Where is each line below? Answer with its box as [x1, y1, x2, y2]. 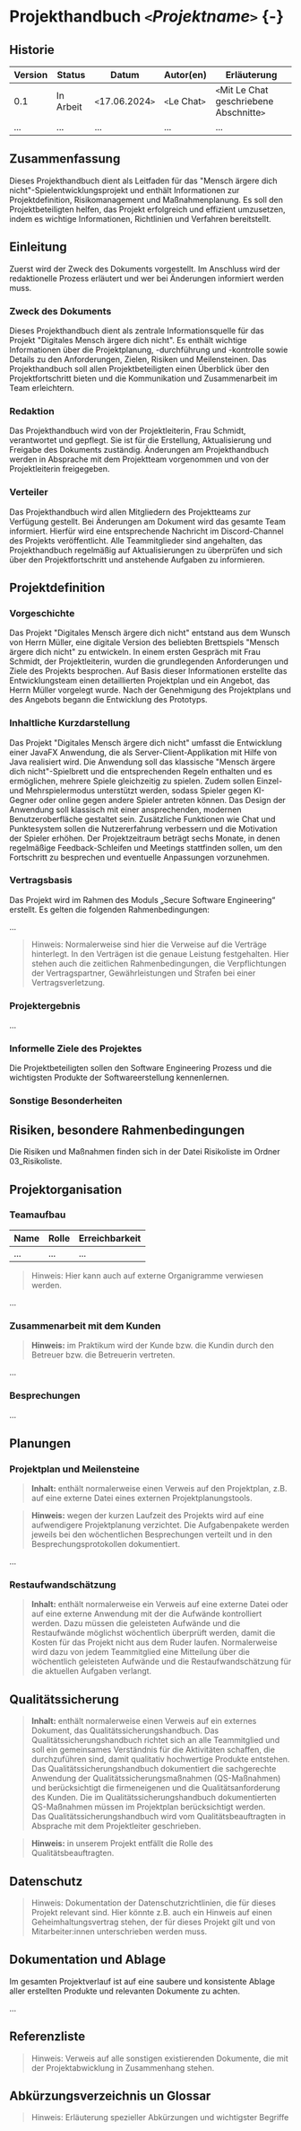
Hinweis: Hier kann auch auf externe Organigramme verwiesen [30, 1269, 264, 1281]
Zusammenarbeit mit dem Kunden [9, 1319, 161, 1331]
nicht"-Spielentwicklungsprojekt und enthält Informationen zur [9, 184, 240, 195]
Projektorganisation [9, 1181, 123, 1197]
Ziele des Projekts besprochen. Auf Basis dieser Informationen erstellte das [9, 666, 288, 676]
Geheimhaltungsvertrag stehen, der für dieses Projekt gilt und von [30, 1916, 276, 1928]
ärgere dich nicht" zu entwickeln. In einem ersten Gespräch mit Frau [9, 647, 262, 658]
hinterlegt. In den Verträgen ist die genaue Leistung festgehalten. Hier [30, 948, 289, 959]
